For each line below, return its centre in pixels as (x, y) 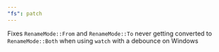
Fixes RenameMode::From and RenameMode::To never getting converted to (110, 33)
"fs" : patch (25, 14)
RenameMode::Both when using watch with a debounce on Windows (103, 41)
